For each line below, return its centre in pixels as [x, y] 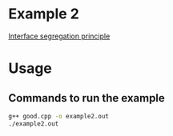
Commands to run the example [87, 98]
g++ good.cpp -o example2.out [59, 116]
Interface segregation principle [59, 36]
